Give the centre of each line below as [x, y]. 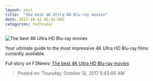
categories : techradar [29, 24]
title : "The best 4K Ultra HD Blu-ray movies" [56, 15]
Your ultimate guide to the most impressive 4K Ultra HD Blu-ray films [77, 48]
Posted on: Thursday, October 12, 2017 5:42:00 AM [71, 73]
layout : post [19, 10]
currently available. [25, 54]
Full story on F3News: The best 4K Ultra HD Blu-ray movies [67, 63]
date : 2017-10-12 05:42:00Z [35, 19]
